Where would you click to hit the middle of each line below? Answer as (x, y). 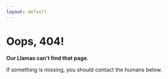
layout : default (26, 12)
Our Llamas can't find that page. (48, 58)
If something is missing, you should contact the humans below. (84, 69)
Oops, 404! (35, 41)
